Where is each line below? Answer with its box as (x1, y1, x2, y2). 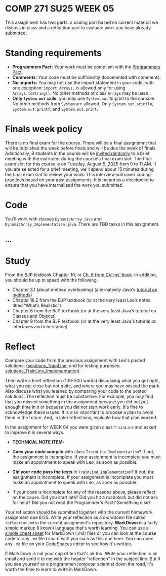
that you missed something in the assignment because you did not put (5, 399, 148, 405)
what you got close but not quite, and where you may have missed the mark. (5, 383, 161, 389)
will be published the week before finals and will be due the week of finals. (5, 145, 157, 151)
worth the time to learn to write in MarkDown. (5, 567, 98, 573)
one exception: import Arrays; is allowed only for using (12, 85, 125, 91)
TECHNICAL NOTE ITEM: (12, 439, 64, 445)
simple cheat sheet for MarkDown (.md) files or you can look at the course (5, 530, 157, 536)
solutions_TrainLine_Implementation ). (5, 368, 81, 374)
